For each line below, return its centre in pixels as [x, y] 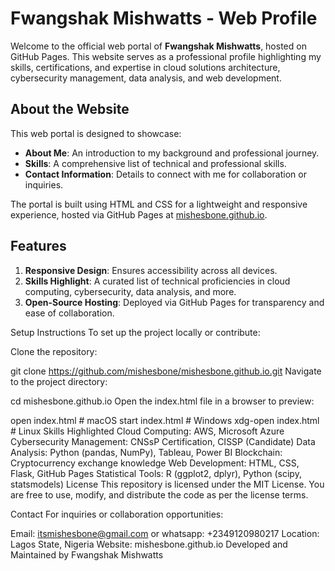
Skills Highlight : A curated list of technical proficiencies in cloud [157, 281]
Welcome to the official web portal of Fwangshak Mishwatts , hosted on [158, 46]
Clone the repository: [54, 351]
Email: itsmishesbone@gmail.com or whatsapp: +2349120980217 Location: [165, 533]
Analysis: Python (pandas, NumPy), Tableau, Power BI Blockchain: [146, 452]
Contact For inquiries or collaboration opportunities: [117, 514]
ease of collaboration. [69, 313]
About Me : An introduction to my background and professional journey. [172, 153]
